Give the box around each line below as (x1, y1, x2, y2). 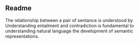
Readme (5, 4, 32, 12)
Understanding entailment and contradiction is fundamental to (5, 22, 134, 28)
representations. (5, 33, 39, 39)
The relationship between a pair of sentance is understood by (5, 17, 133, 23)
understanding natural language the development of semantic (5, 27, 133, 34)
